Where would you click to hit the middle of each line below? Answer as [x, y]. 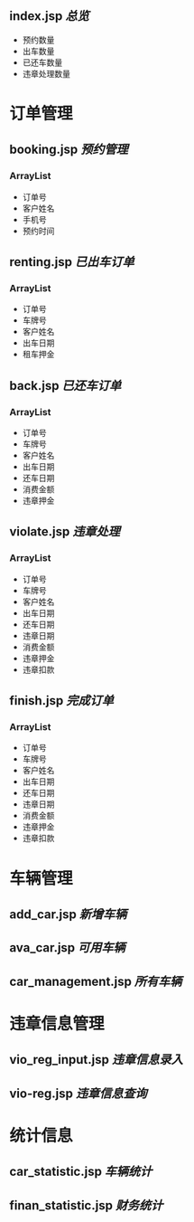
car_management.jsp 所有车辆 [96, 981]
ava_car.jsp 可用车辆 [68, 948]
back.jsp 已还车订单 [65, 386]
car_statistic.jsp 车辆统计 [81, 1172]
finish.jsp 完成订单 [62, 701]
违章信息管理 [57, 1023]
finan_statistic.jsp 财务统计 [86, 1205]
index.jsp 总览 [49, 16]
